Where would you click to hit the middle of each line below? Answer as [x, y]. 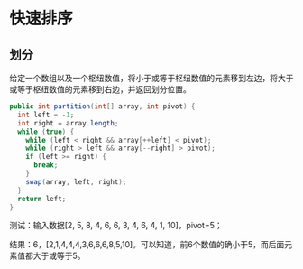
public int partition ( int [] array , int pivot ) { [102, 107]
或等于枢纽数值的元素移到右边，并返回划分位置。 [100, 89]
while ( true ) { [46, 132]
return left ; [42, 199]
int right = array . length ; [68, 123]
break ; [46, 165]
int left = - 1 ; [46, 115]
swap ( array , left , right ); [76, 181]
